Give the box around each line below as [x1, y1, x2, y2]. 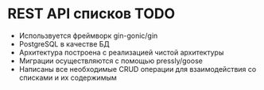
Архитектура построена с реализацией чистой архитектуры [18, 47, 224, 57]
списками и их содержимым [18, 73, 117, 82]
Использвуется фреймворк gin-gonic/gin [18, 31, 158, 40]
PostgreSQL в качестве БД [18, 39, 111, 48]
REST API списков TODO [7, 5, 176, 23]
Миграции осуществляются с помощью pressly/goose [18, 56, 204, 66]
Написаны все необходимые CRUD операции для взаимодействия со [18, 64, 257, 73]
